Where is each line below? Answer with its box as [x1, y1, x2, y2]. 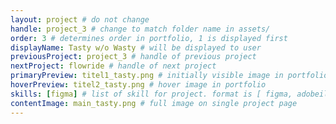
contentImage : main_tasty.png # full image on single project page [10, 98, 298, 108]
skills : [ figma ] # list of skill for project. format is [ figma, [10, 89, 293, 99]
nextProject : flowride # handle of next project [10, 61, 217, 71]
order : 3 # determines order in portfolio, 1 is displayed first [10, 33, 288, 43]
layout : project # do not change [10, 14, 150, 25]
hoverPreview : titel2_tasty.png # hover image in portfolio [10, 80, 267, 90]
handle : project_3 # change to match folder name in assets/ [10, 24, 271, 34]
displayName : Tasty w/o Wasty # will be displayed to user [10, 42, 262, 53]
